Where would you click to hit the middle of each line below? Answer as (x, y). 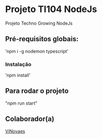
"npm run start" (21, 103)
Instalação (18, 64)
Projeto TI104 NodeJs (51, 9)
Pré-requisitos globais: (42, 39)
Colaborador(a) (30, 119)
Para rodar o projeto (37, 91)
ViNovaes (15, 131)
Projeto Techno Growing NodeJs (39, 23)
